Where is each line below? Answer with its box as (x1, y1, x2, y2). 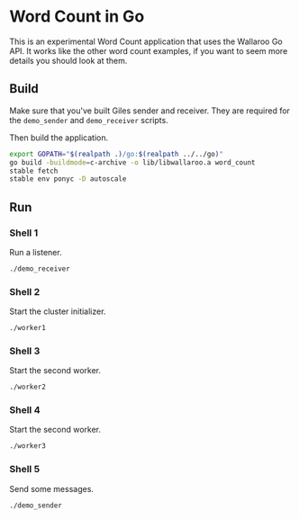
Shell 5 (9, 463, 41, 476)
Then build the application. (9, 132, 109, 143)
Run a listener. (9, 246, 62, 257)
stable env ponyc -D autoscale (9, 174, 127, 183)
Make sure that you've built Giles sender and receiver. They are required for (9, 105, 291, 116)
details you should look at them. (9, 55, 128, 66)
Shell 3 (9, 345, 41, 357)
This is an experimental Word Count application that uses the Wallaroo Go (9, 36, 283, 47)
